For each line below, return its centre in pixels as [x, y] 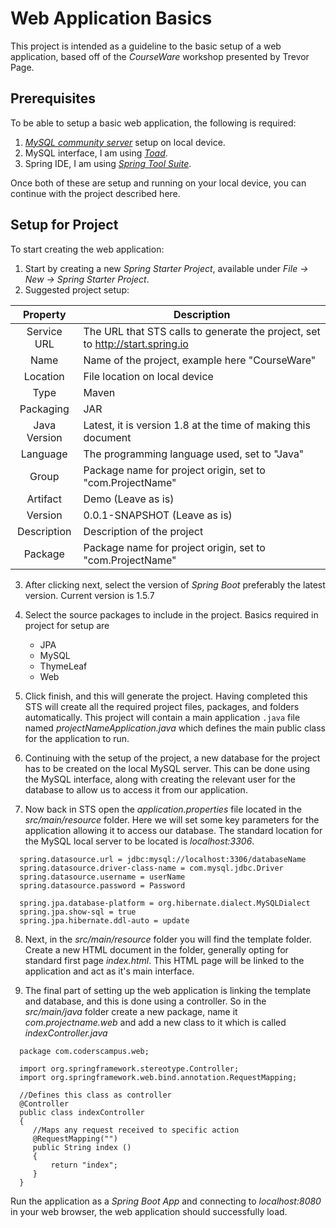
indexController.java [66, 1033]
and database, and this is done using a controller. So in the [145, 1001]
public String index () [82, 1147]
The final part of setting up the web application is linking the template [168, 990]
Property [44, 314]
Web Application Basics [111, 18]
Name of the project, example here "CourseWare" [200, 360]
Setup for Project [64, 225]
